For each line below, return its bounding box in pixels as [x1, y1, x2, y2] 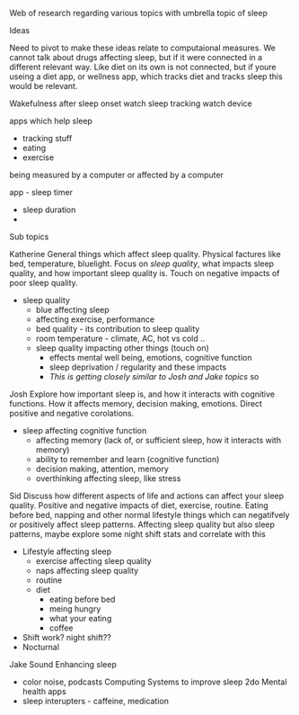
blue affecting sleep [35, 305, 110, 315]
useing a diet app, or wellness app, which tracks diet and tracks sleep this [9, 71, 283, 82]
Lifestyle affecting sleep [22, 546, 112, 557]
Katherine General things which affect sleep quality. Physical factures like [9, 249, 281, 259]
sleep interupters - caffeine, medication [22, 696, 169, 706]
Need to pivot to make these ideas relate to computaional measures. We [9, 42, 276, 53]
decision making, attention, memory [35, 463, 169, 474]
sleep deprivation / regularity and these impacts [48, 362, 227, 372]
